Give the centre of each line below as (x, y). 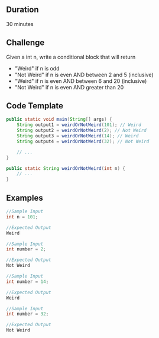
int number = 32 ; (27, 314)
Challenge (25, 43)
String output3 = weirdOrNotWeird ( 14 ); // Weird (78, 136)
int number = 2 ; (26, 249)
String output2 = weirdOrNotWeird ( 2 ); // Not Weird (82, 131)
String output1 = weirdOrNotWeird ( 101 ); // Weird (79, 125)
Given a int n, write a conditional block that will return (71, 57)
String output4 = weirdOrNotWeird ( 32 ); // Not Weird (83, 141)
